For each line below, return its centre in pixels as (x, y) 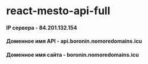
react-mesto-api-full (58, 11)
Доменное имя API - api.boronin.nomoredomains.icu (74, 41)
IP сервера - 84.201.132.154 (42, 27)
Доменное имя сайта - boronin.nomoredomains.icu (73, 55)
